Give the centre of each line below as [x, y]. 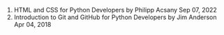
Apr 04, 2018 [32, 24]
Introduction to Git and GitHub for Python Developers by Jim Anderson [115, 17]
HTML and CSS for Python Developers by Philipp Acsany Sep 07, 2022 [115, 10]
